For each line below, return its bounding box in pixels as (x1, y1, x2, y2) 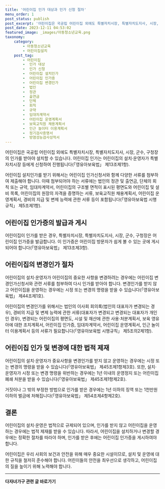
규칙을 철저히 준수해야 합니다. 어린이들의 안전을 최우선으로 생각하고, (10, 458, 140, 463)
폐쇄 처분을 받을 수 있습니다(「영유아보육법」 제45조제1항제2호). (5, 376, 127, 382)
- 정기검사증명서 (23, 131, 53, 136)
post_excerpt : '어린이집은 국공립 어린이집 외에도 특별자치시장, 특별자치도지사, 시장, (5, 21, 159, 26)
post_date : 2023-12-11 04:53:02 (5, 26, 71, 30)
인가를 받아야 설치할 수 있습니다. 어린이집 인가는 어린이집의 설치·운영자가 (10, 155, 149, 161)
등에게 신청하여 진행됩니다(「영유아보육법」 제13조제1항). (22, 162, 130, 168)
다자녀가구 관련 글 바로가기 (5, 479, 56, 485)
